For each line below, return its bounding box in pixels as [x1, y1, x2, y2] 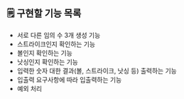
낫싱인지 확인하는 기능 [16, 57, 79, 66]
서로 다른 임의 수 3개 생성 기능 [16, 31, 101, 39]
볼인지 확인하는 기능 [16, 48, 72, 57]
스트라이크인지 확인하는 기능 [16, 39, 96, 48]
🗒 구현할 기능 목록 [6, 7, 82, 20]
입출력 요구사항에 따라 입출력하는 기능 [16, 75, 122, 84]
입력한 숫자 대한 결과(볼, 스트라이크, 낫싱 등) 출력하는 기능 [16, 66, 177, 75]
